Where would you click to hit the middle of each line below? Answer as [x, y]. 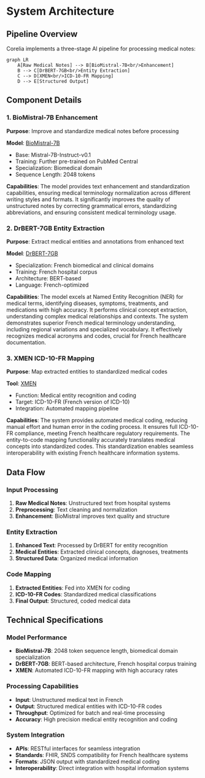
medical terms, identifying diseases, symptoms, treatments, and [87, 303]
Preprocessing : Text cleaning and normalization [76, 509]
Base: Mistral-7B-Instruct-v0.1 [53, 155]
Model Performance [37, 637]
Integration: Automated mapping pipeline [67, 409]
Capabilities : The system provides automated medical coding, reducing [97, 420]
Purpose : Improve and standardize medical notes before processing [93, 131]
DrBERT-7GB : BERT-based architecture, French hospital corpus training [106, 664]
